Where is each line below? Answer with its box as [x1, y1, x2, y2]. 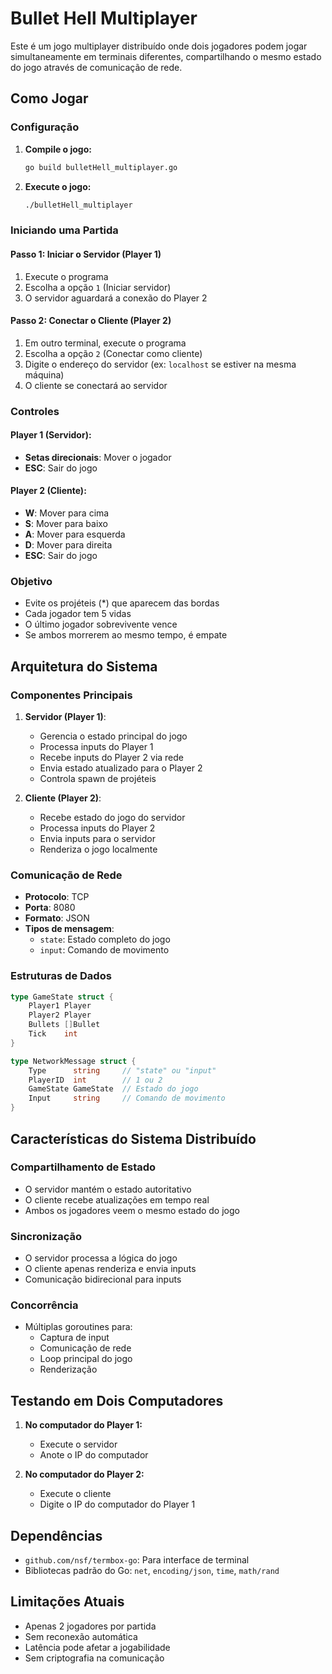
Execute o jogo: [24, 180, 92, 192]
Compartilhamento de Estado [10, 1160, 157, 1174]
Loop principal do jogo [39, 1353, 133, 1365]
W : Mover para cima [24, 507, 110, 519]
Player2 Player [28, 1010, 92, 1021]
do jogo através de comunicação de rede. [10, 61, 183, 73]
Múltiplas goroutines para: [24, 1321, 133, 1333]
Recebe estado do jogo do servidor [39, 812, 186, 824]
